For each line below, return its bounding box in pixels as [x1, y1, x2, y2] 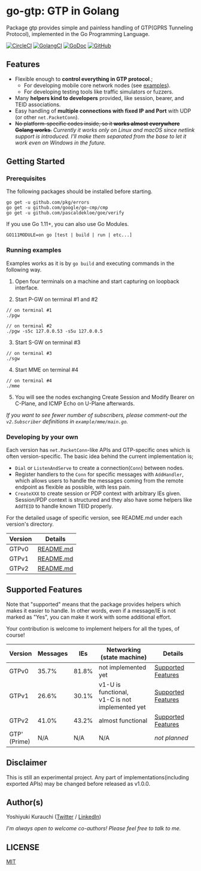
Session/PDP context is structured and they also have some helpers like [14, 496, 193, 504]
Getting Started [6, 156, 65, 167]
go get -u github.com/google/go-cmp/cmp [6, 205, 109, 211]
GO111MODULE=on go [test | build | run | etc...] [6, 232, 133, 238]
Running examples [6, 246, 62, 254]
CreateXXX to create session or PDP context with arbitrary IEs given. [14, 490, 181, 497]
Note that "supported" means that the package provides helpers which [6, 601, 181, 608]
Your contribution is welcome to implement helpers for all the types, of [6, 625, 180, 632]
